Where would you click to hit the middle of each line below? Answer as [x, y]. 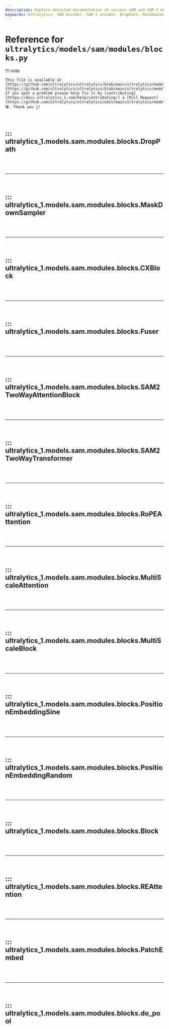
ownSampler [26, 212]
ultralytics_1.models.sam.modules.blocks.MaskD [84, 205]
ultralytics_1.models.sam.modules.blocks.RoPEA [84, 514]
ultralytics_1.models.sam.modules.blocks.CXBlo [83, 268]
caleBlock [21, 649]
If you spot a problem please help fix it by [54, 93]
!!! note [13, 71]
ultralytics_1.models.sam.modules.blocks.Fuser [82, 332]
